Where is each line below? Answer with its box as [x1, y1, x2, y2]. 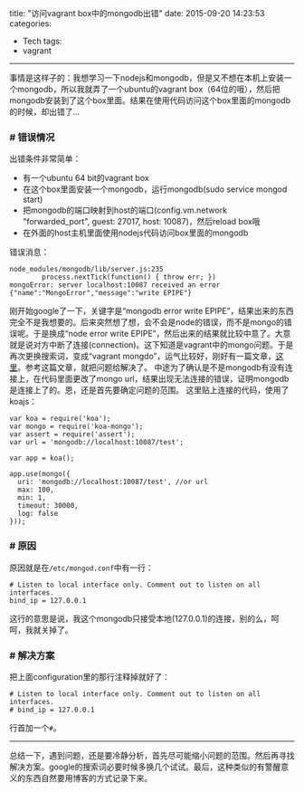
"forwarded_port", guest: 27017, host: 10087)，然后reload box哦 [22, 216, 261, 227]
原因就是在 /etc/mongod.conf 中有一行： [9, 562, 154, 573]
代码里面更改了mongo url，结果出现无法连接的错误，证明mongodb [40, 374, 290, 385]
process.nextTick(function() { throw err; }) [42, 272, 217, 282]
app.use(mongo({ [9, 470, 71, 479]
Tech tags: [22, 35, 62, 46]
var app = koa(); [9, 453, 75, 463]
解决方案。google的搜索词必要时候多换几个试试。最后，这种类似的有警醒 [9, 761, 281, 772]
